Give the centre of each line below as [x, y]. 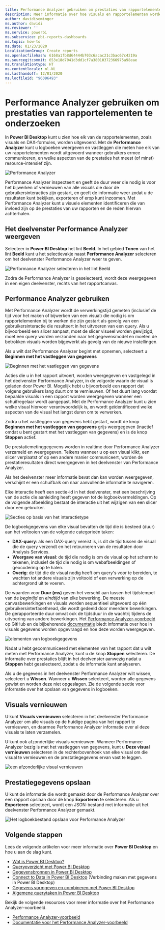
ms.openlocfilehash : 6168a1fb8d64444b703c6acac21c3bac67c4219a [71, 55]
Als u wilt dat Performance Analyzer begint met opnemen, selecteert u [76, 351]
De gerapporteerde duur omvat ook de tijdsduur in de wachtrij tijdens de [78, 614]
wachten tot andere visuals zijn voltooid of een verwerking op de [78, 578]
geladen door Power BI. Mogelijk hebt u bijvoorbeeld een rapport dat [74, 386]
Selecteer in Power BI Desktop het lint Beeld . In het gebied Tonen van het [80, 248]
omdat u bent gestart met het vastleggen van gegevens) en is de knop [76, 432]
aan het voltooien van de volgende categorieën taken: [60, 532]
